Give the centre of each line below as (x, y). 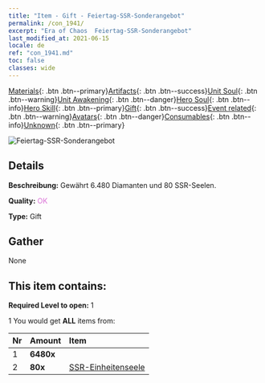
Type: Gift (25, 216)
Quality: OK (28, 201)
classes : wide (32, 68)
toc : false (26, 61)
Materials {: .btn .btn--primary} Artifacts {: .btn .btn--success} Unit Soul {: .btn (133, 91)
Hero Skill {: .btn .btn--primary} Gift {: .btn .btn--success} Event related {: (140, 108)
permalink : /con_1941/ (46, 23)
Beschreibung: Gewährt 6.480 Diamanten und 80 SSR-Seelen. (112, 185)
